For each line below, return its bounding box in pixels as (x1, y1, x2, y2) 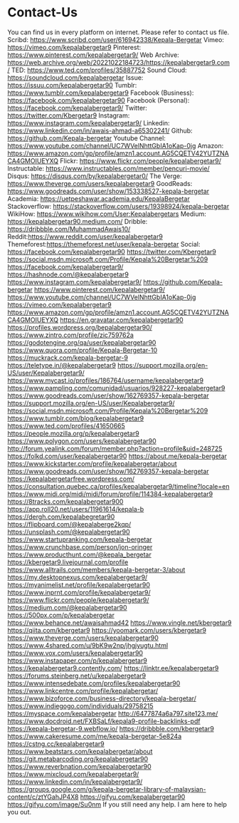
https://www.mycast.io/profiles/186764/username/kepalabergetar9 (7, 376, 204, 385)
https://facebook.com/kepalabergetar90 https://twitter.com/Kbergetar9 (7, 247, 217, 256)
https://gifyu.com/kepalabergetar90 (80, 792, 186, 801)
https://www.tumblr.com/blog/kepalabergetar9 (7, 414, 144, 423)
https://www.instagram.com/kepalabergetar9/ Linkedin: (7, 118, 170, 127)
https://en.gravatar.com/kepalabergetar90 (60, 315, 184, 324)
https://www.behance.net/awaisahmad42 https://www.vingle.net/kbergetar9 (7, 618, 232, 627)
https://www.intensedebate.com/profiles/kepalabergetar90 (7, 678, 181, 688)
